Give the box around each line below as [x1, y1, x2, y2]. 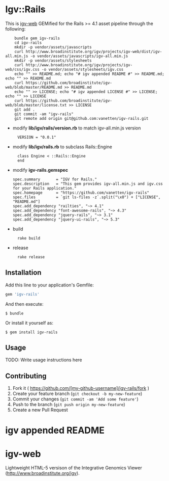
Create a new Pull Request [12, 407, 69, 413]
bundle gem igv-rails [14, 36, 60, 41]
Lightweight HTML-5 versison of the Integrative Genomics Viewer [5, 465, 142, 471]
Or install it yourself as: [5, 319, 53, 326]
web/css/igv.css [5, 67, 40, 72]
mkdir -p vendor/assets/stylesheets [14, 58, 92, 63]
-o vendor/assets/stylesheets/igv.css [41, 67, 124, 72]
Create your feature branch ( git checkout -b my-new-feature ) [12, 391, 143, 397]
